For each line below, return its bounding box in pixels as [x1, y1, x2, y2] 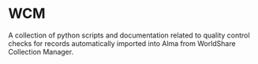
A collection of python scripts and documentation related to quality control [8, 30, 250, 40]
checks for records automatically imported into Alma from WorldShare [8, 38, 236, 48]
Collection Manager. [8, 47, 73, 56]
